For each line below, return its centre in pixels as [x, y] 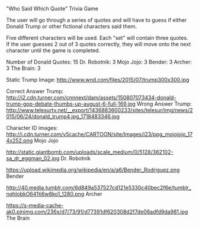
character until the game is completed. [53, 50]
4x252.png [20, 141]
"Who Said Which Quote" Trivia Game [52, 9]
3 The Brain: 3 [23, 68]
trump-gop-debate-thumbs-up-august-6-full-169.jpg [71, 104]
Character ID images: [32, 128]
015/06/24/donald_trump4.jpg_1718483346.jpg [63, 116]
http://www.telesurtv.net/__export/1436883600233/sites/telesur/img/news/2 [100, 110]
